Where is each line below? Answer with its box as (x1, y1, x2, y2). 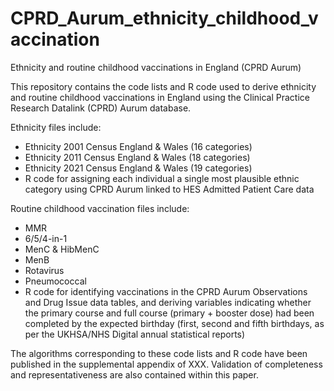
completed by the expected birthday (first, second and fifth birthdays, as (24, 317, 325, 329)
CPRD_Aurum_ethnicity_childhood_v (10, 7, 319, 30)
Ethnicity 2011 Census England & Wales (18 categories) (24, 151, 251, 163)
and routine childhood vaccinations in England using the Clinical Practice (10, 91, 310, 103)
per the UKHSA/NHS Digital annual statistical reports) (24, 328, 246, 340)
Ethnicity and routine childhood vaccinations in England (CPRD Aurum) (10, 61, 302, 73)
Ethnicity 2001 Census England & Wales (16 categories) (24, 140, 253, 152)
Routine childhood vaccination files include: (10, 202, 190, 214)
